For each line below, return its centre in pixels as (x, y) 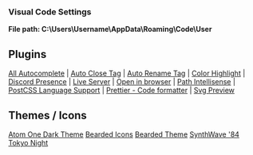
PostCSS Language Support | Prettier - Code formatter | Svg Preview (122, 91)
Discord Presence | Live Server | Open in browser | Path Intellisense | (122, 82)
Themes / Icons (48, 115)
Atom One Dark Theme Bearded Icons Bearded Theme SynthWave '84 (124, 134)
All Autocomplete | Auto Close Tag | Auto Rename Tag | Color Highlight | (127, 73)
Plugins (28, 54)
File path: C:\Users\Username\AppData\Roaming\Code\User (110, 29)
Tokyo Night (28, 142)
